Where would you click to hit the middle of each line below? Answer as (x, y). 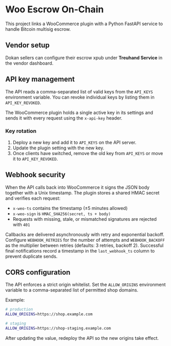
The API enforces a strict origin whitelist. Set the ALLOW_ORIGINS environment (85, 285)
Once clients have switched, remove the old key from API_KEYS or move (88, 153)
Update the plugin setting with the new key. (58, 148)
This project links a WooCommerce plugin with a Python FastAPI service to (84, 24)
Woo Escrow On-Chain (55, 9)
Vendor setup (27, 45)
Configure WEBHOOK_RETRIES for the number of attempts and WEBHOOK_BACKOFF (85, 240)
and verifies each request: (33, 198)
